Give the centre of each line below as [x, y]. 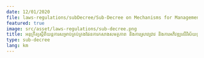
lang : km [17, 46]
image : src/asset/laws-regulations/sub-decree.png [72, 29]
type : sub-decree [28, 40]
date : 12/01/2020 [28, 12]
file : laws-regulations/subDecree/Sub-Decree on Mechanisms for [89, 18]
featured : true [25, 23]
